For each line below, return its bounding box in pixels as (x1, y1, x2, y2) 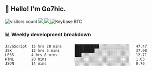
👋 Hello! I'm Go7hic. (5, 5, 66, 13)
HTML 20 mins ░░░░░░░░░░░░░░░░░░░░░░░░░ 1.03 (5, 57, 145, 62)
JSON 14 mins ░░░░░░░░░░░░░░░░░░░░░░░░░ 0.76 (5, 61, 145, 66)
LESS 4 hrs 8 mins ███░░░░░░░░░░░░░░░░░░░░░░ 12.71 (5, 52, 147, 58)
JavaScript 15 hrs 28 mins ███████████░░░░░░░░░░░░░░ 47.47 (5, 44, 147, 49)
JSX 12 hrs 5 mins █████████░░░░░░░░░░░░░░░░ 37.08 (5, 48, 147, 53)
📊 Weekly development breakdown (5, 31, 91, 38)
